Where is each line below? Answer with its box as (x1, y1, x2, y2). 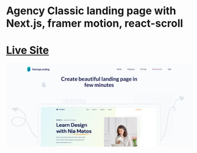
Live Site (6, 44, 49, 57)
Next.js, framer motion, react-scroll (6, 17, 183, 30)
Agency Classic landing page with (6, 4, 176, 18)
